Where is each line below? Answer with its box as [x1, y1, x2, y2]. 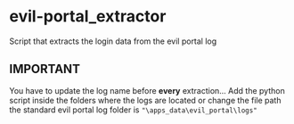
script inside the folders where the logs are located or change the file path [9, 95, 282, 105]
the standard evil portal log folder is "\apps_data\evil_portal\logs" [9, 104, 258, 115]
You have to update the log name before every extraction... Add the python [9, 85, 285, 95]
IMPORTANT [9, 62, 80, 77]
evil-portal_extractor [9, 6, 167, 27]
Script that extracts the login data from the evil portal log [9, 36, 217, 46]
